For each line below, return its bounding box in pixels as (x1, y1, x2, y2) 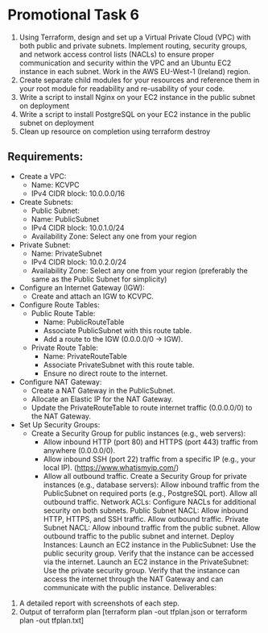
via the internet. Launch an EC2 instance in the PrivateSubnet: (43, 556, 249, 566)
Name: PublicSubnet (31, 214, 100, 223)
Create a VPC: (19, 171, 67, 181)
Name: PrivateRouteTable (43, 351, 128, 360)
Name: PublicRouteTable (43, 317, 125, 327)
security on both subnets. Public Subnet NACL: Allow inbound (43, 506, 249, 515)
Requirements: (7, 150, 84, 164)
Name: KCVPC (31, 180, 80, 189)
